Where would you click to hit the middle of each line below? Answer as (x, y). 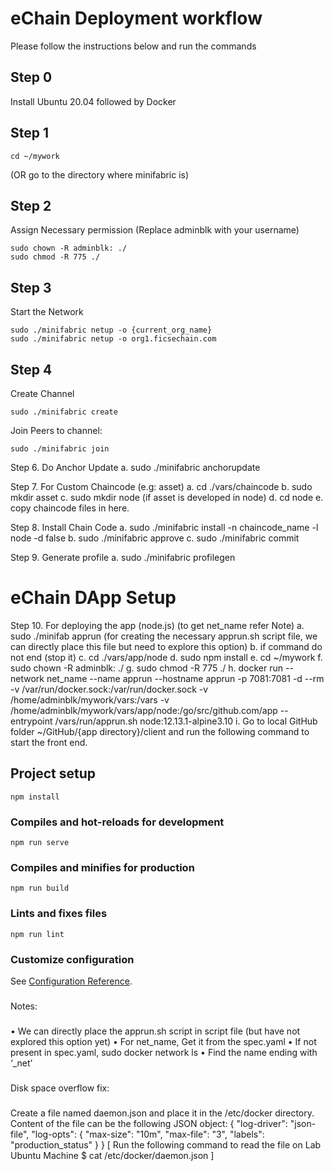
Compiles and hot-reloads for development (117, 822)
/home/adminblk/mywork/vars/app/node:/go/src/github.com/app (144, 710)
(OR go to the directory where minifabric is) (100, 174)
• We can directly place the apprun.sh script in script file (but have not (155, 1031)
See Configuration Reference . (71, 981)
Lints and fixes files (59, 914)
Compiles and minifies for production (102, 867)
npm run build (40, 888)
